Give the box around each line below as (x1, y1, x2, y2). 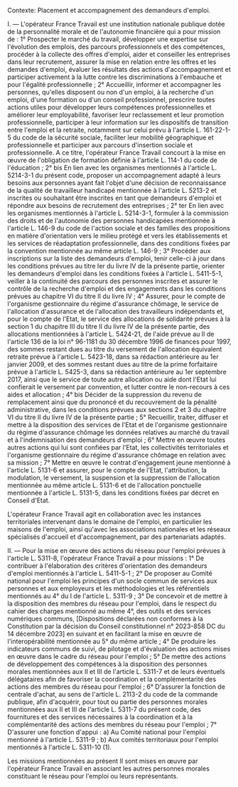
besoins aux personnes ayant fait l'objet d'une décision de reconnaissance (7, 179, 227, 187)
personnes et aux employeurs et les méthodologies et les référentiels (7, 584, 210, 593)
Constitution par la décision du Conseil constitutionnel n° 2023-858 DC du (7, 622, 225, 630)
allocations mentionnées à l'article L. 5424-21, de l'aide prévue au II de (7, 330, 215, 338)
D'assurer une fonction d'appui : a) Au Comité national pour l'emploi (7, 728, 207, 736)
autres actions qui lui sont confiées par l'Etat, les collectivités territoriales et (7, 443, 229, 451)
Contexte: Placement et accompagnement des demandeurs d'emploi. (7, 6, 211, 14)
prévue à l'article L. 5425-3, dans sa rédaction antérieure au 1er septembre (7, 368, 227, 376)
